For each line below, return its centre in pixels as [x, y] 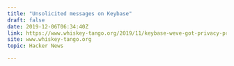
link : [15, 33]
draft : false [26, 20]
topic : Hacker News [36, 46]
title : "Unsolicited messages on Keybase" [70, 14]
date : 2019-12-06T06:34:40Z [48, 26]
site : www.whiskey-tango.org [49, 40]
